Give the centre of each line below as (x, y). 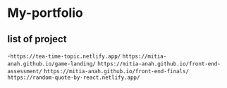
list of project (37, 39)
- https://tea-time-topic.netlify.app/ (64, 56)
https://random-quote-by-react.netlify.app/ (74, 77)
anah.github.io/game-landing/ (52, 64)
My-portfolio (45, 13)
